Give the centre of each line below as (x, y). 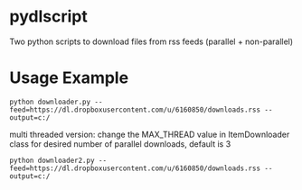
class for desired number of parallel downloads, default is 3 (120, 144)
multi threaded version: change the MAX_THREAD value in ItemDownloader (150, 134)
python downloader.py (50, 102)
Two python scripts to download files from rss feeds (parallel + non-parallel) (151, 41)
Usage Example (69, 78)
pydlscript (48, 17)
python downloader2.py (52, 160)
